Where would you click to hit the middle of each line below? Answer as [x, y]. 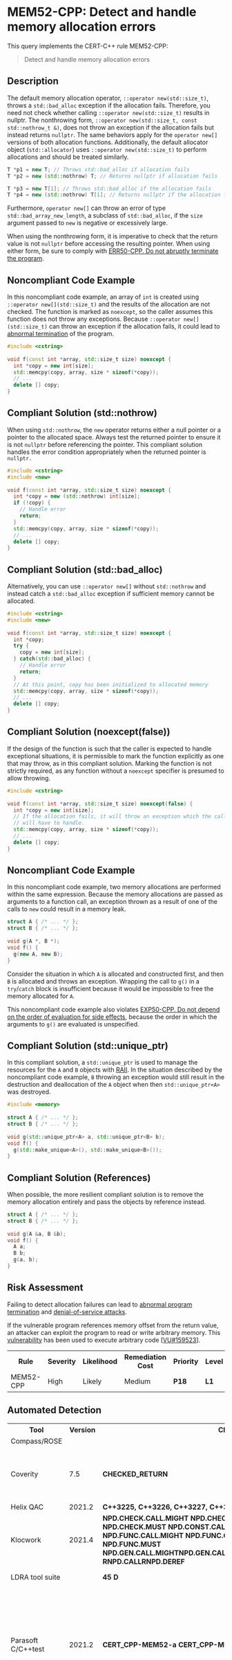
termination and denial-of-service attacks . [67, 1311]
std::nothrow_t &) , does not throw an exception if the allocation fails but [110, 127]
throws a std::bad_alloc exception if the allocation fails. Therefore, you [109, 105]
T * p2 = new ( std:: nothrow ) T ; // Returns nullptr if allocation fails [112, 176]
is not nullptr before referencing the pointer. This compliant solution [105, 444]
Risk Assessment [45, 1287]
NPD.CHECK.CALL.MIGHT [146, 1518]
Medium [137, 1381]
